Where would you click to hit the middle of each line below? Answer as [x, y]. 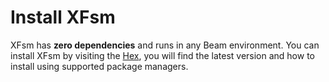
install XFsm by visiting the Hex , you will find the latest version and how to [162, 55]
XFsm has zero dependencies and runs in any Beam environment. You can [165, 45]
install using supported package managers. [99, 66]
